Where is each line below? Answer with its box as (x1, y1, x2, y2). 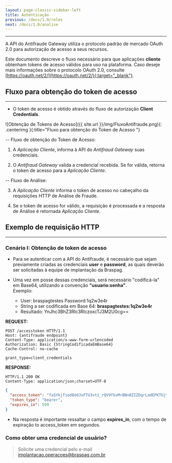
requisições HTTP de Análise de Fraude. (12, 193, 98, 199)
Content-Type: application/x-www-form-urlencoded (5, 337, 114, 343)
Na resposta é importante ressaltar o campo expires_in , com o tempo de (12, 416, 166, 422)
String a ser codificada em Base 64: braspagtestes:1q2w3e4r (20, 303, 153, 310)
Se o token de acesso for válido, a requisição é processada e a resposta (12, 203, 165, 209)
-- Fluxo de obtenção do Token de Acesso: (5, 137, 96, 143)
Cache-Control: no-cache (5, 346, 58, 352)
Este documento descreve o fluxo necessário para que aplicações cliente (5, 56, 161, 62)
